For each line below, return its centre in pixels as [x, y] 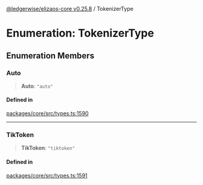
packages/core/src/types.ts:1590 [47, 113]
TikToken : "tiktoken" [48, 148]
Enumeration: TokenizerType [80, 33]
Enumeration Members [50, 55]
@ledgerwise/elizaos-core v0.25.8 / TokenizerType [70, 9]
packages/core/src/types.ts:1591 [47, 175]
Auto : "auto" [37, 86]
